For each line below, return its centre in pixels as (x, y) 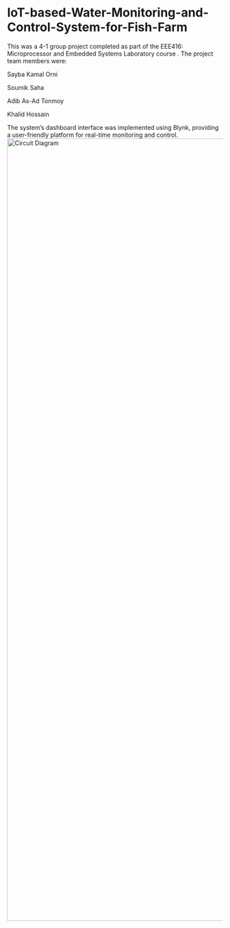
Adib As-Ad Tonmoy (36, 100)
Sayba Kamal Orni (33, 74)
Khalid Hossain (28, 114)
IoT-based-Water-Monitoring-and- (108, 13)
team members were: (37, 60)
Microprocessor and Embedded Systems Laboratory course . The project (110, 54)
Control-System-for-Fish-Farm (98, 27)
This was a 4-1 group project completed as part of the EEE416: (95, 46)
